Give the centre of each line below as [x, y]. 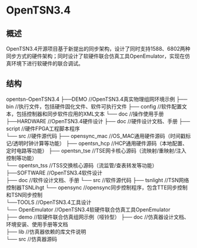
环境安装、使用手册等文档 [37, 224]
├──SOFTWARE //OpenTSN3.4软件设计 [54, 173]
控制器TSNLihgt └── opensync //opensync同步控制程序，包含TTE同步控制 [97, 187]
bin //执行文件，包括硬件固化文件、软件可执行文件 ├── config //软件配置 [94, 106]
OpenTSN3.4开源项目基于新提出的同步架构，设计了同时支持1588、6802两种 [98, 49]
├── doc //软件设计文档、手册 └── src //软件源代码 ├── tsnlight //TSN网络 [98, 180]
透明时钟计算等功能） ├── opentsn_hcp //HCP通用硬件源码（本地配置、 [101, 143]
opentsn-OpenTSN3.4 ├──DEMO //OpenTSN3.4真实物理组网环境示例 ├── [97, 99]
